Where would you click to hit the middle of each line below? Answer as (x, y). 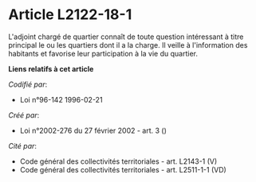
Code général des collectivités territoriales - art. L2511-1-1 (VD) (123, 169)
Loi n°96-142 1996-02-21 (61, 99)
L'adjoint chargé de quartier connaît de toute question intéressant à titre (126, 37)
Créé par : (24, 115)
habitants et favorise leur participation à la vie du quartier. (103, 53)
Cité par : (23, 145)
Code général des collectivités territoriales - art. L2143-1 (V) (118, 161)
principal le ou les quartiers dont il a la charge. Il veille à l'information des (128, 45)
